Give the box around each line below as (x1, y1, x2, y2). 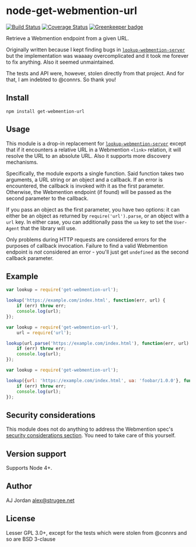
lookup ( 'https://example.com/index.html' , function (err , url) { (6, 297, 166, 303)
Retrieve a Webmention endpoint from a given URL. (6, 34, 129, 41)
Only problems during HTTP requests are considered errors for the (6, 236, 167, 243)
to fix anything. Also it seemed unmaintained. (6, 58, 115, 65)
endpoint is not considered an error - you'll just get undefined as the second (6, 248, 189, 255)
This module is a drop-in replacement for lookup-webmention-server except (6, 140, 187, 147)
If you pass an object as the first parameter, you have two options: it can (6, 206, 180, 213)
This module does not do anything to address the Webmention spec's (6, 425, 173, 433)
